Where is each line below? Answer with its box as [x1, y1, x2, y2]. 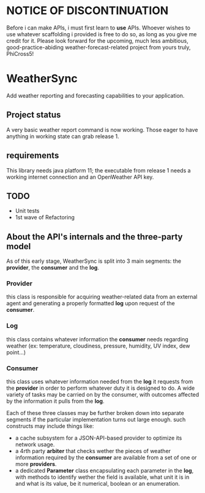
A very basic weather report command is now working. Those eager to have [6, 126, 198, 133]
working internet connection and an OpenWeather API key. [6, 173, 154, 181]
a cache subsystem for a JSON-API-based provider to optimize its [15, 434, 182, 442]
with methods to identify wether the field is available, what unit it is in [15, 473, 190, 481]
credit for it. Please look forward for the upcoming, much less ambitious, [6, 37, 188, 44]
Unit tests [15, 207, 40, 215]
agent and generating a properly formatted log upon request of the [6, 300, 176, 307]
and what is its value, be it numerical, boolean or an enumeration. [15, 480, 181, 487]
